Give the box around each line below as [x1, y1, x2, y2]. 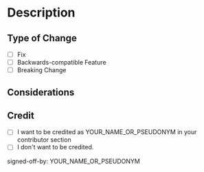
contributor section [16, 136, 71, 144]
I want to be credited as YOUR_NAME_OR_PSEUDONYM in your [16, 128, 197, 136]
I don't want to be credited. [16, 143, 94, 151]
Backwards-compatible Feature [16, 58, 106, 67]
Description [7, 5, 76, 21]
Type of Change [7, 32, 77, 44]
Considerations [7, 86, 75, 98]
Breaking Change [16, 66, 67, 74]
